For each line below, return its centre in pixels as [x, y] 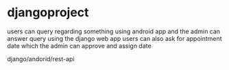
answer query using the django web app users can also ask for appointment [114, 38]
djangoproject [48, 13]
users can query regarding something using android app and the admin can [114, 31]
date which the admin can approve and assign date [80, 46]
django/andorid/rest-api [41, 58]
